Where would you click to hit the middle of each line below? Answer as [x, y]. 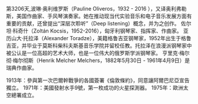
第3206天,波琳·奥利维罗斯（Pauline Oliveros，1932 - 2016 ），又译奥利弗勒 [96, 9]
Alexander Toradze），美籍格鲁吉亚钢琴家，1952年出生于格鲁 [118, 38]
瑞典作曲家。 [22, 68]
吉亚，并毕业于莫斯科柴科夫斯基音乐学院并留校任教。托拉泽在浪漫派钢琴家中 [99, 45]
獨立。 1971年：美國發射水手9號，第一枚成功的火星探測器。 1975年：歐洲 [95, 88]
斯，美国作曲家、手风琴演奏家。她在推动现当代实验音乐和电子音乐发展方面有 [99, 16]
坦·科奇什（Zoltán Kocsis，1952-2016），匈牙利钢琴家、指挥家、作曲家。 [94, 31]
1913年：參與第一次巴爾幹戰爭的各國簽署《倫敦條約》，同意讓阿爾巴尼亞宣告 [98, 80]
